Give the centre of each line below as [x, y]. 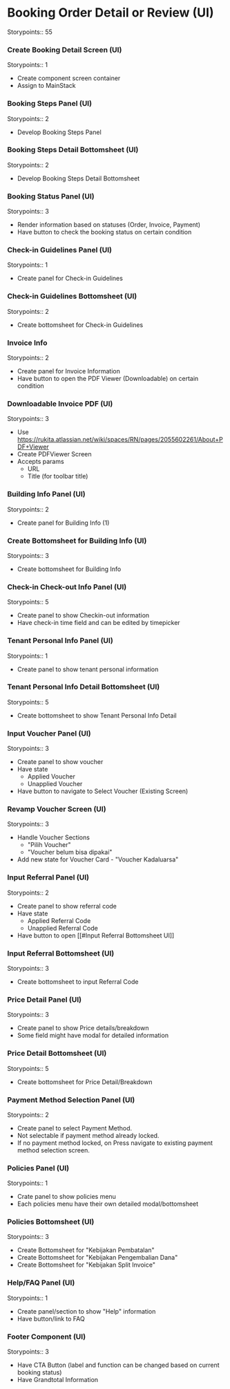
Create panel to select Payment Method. [75, 1128]
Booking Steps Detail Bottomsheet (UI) [73, 150]
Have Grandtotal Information [58, 1380]
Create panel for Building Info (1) [63, 523]
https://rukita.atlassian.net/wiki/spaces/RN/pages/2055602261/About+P [120, 440]
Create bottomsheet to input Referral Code [78, 981]
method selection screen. [53, 1150]
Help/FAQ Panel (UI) [41, 1283]
